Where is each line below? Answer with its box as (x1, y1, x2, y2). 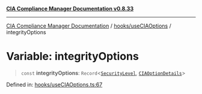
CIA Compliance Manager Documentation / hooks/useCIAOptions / (6, 22, 171, 29)
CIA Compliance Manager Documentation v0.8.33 (6, 5, 134, 12)
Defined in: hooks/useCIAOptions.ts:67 (6, 81, 103, 88)
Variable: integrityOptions (6, 50, 139, 63)
